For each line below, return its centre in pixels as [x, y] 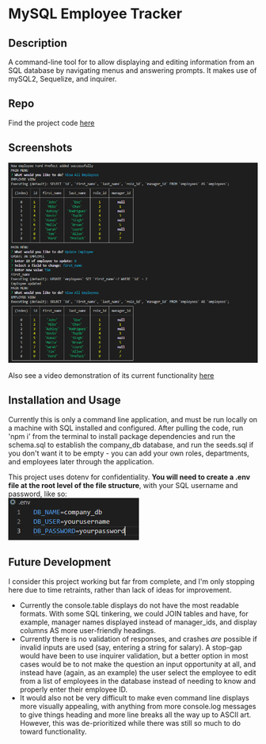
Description [38, 43]
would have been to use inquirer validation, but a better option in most [134, 655]
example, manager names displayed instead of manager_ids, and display [138, 622]
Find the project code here [51, 123]
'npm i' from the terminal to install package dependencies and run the [122, 436]
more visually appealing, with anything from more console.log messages [138, 706]
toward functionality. [53, 731]
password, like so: [38, 494]
